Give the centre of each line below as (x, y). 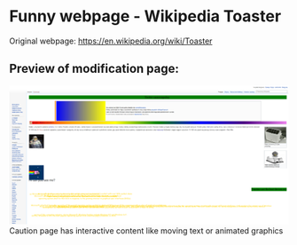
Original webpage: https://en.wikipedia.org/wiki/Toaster (111, 41)
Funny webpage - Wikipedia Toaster (145, 16)
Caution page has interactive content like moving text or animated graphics (146, 231)
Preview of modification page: (94, 69)
